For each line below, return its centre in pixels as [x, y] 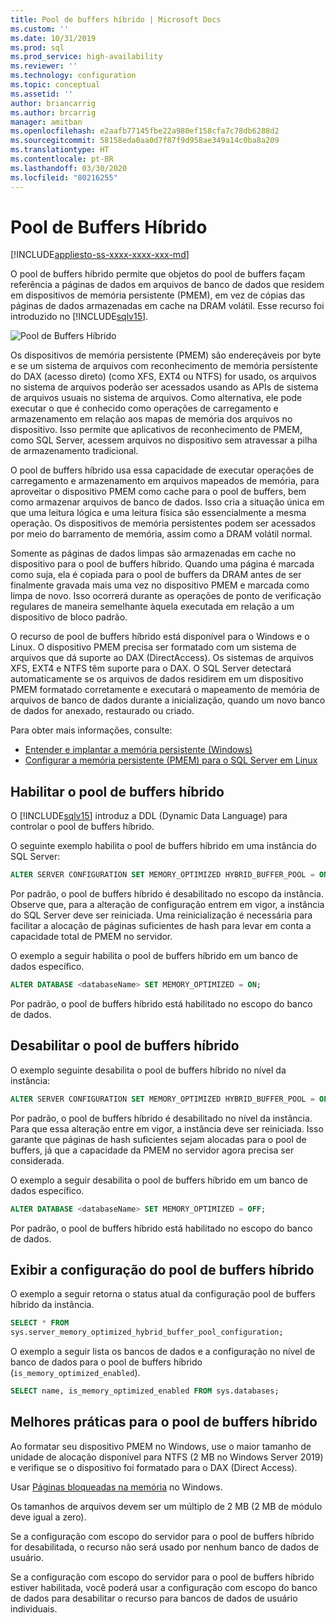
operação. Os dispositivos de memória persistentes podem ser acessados [163, 523]
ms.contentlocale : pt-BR [62, 159]
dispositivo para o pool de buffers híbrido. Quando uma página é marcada [162, 564]
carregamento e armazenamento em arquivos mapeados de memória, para [165, 481]
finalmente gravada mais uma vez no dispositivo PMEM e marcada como [160, 585]
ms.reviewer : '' [44, 66]
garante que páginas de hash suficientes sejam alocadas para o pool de [158, 1139]
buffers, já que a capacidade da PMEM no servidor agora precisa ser [152, 1150]
